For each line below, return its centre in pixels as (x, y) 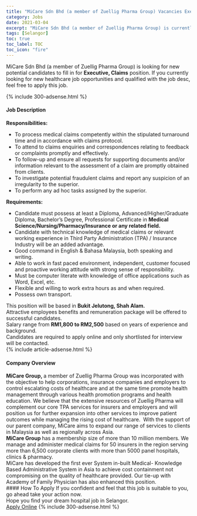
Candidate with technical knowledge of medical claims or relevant (94, 232)
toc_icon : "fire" (27, 50)
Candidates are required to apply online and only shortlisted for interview (94, 337)
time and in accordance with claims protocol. (69, 140)
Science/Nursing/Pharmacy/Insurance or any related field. (88, 225)
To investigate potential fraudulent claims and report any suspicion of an (102, 178)
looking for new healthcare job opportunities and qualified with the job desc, (98, 79)
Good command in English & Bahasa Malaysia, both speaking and (94, 251)
